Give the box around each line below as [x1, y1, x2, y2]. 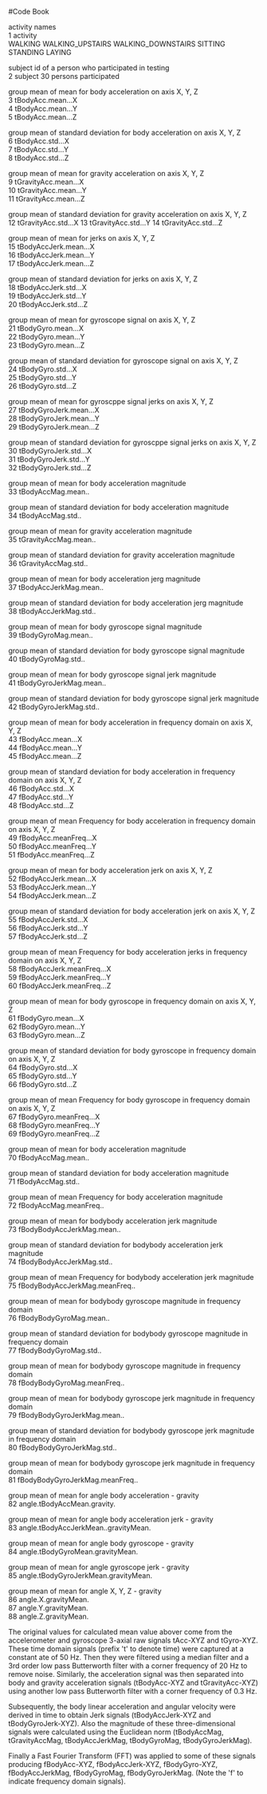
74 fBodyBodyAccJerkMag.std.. [8, 1257, 113, 1266]
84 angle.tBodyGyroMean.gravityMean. [8, 1547, 139, 1557]
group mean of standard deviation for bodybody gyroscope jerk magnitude [8, 1426, 255, 1435]
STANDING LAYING [8, 48, 72, 57]
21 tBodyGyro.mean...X [8, 324, 84, 333]
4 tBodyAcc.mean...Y [8, 104, 78, 113]
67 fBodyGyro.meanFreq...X [8, 1112, 100, 1121]
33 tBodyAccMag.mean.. [8, 487, 90, 497]
